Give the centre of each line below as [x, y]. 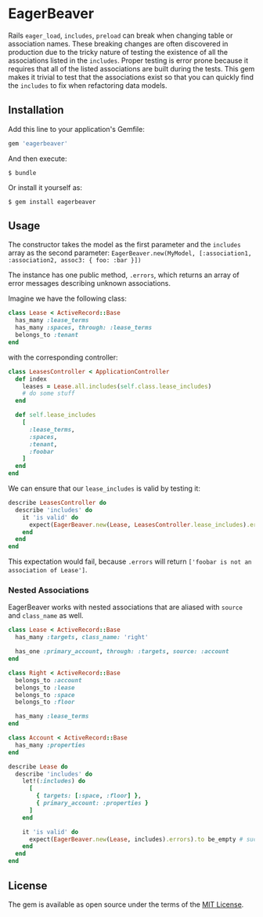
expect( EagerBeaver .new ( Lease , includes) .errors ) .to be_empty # [136, 839]
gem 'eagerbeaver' [38, 143]
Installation [36, 110]
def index [31, 379]
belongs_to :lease [45, 688]
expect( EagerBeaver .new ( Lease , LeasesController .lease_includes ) [137, 524]
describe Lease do [38, 766]
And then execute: [38, 159]
